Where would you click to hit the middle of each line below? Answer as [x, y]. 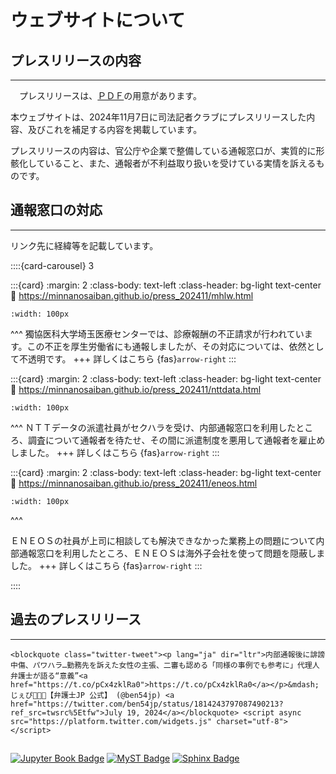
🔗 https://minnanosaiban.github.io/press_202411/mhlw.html [132, 295]
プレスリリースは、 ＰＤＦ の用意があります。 [110, 95]
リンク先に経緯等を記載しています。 [84, 245]
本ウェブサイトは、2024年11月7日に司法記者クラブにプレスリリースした [158, 117]
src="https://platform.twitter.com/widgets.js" [111, 721]
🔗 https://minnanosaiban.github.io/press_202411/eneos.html [134, 483]
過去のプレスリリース [76, 619]
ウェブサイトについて [98, 20]
